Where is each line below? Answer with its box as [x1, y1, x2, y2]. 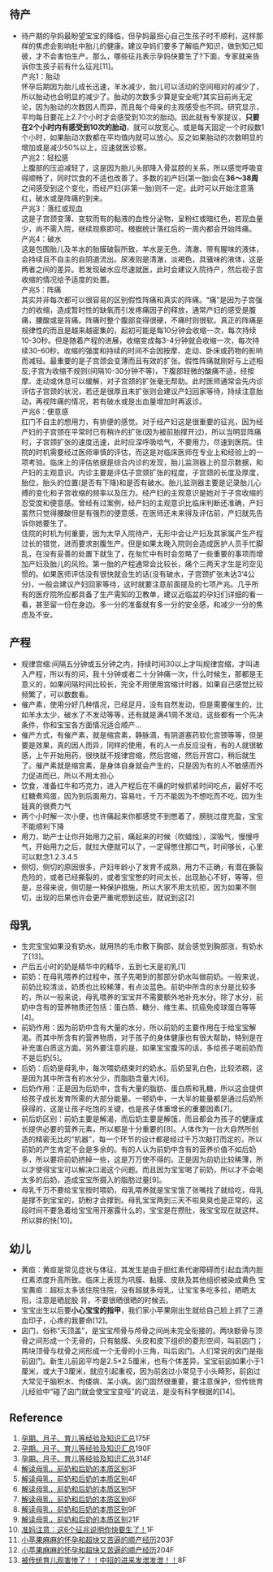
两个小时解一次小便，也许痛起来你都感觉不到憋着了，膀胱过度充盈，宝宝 [20, 811, 263, 821]
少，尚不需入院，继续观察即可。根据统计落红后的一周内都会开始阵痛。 [20, 223, 257, 233]
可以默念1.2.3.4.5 [20, 851, 78, 861]
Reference [9, 1410, 63, 1424]
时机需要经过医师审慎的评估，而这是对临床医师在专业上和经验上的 [35, 447, 257, 457]
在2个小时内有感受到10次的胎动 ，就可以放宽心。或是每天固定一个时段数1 [20, 122, 265, 132]
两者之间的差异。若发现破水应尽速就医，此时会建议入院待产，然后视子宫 [20, 264, 263, 274]
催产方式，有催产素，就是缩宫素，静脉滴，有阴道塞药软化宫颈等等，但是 [20, 730, 263, 739]
